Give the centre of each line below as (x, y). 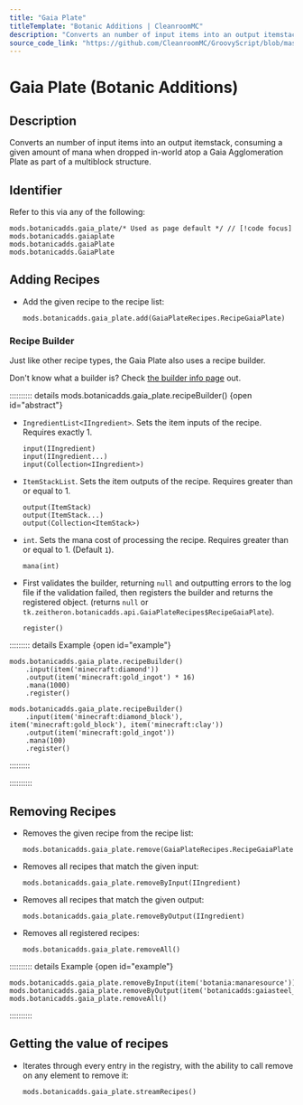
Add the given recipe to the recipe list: (93, 301)
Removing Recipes (63, 811)
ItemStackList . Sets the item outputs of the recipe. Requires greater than (157, 482)
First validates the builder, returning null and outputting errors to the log (156, 583)
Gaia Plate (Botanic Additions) (124, 88)
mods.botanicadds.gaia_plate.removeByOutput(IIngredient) (133, 916)
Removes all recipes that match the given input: (110, 866)
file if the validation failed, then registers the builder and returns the (147, 593)
